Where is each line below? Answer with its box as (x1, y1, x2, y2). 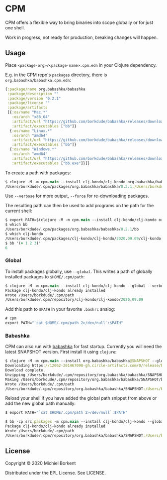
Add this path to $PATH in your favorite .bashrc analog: (5, 306, 115, 312)
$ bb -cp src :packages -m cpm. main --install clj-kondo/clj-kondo (5, 419, 146, 424)
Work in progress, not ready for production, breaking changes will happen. (5, 34, 158, 40)
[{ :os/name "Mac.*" (7, 110, 48, 115)
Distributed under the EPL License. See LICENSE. (5, 470, 106, 476)
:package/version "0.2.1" (7, 96, 61, 101)
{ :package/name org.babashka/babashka (5, 87, 85, 92)
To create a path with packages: (5, 170, 71, 176)
